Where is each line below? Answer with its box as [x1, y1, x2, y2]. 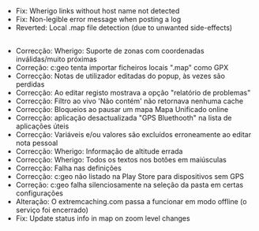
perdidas [15, 79, 45, 89]
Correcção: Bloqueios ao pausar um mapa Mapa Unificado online [15, 104, 229, 114]
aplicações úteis [15, 121, 69, 131]
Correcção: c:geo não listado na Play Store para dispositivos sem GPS [15, 171, 245, 181]
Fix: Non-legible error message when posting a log [15, 15, 182, 24]
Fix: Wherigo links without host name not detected [15, 6, 180, 16]
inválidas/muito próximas [15, 54, 97, 64]
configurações [15, 188, 63, 198]
